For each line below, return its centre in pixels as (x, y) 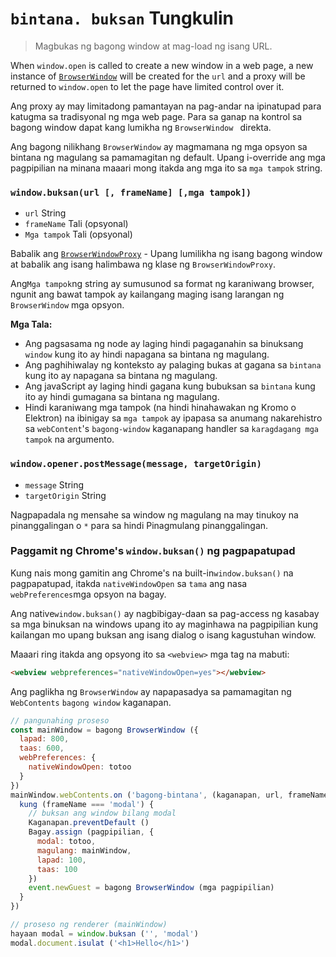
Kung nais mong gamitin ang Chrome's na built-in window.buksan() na (152, 573)
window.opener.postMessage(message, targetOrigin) (136, 464)
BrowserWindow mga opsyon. (67, 305)
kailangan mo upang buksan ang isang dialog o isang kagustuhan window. (163, 634)
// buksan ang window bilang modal (102, 813)
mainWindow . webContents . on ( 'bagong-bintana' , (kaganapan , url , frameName (169, 795)
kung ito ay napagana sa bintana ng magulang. (121, 376)
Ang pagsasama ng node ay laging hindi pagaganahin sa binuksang (164, 344)
